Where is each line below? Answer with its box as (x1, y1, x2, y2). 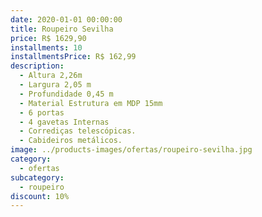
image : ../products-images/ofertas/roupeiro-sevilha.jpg (10, 145, 253, 155)
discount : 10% (10, 191, 70, 201)
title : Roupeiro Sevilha (10, 24, 114, 34)
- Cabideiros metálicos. (19, 136, 123, 146)
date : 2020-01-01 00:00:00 (10, 14, 123, 25)
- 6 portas (19, 107, 65, 118)
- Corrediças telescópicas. (19, 126, 137, 136)
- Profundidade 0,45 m (19, 89, 114, 99)
